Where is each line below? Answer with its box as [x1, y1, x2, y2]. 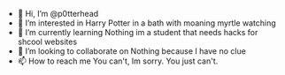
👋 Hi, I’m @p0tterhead [17, 9, 99, 19]
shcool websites [17, 36, 78, 47]
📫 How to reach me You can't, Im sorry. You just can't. [17, 56, 219, 66]
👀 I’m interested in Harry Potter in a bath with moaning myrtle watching [17, 18, 276, 28]
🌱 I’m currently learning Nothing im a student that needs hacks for [17, 27, 258, 37]
